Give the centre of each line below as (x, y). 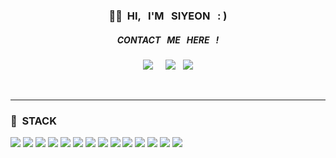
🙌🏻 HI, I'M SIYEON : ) (168, 16)
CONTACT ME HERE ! (168, 40)
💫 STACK (33, 121)
